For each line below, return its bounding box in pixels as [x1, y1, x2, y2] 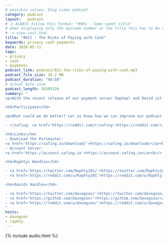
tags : [5, 49, 16, 54]
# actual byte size [5, 81, 46, 86]
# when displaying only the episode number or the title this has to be [5, 26, 160, 31]
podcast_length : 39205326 [5, 86, 59, 91]
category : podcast [5, 12, 43, 17]
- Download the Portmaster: [5, 136, 64, 141]
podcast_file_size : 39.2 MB [5, 72, 64, 77]
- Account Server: [5, 145, 43, 150]
